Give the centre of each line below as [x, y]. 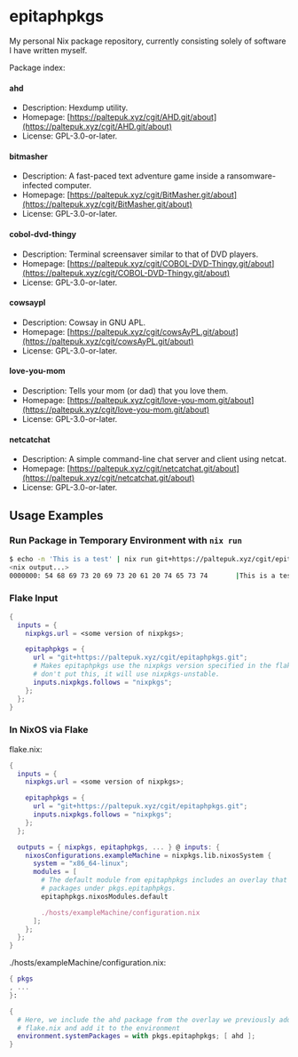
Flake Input [34, 599]
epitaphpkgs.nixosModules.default [105, 896]
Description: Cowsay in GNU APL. [84, 322]
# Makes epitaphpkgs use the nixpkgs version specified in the [152, 666]
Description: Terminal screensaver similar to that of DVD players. [140, 254]
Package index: [37, 68]
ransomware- [251, 176]
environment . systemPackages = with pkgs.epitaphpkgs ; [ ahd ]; [136, 1037]
